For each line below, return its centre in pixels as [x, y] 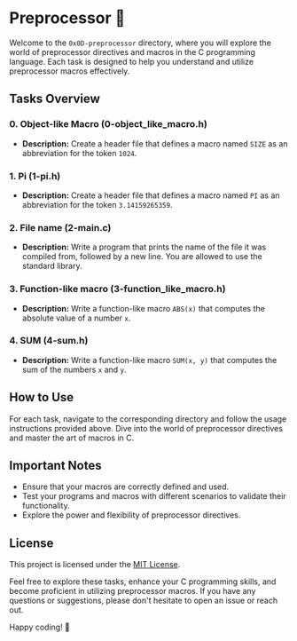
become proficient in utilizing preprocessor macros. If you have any [133, 591]
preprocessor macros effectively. [70, 71]
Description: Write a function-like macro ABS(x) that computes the [144, 308]
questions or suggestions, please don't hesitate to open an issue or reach [144, 601]
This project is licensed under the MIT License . [95, 565]
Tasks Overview [55, 99]
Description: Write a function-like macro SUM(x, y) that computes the [149, 360]
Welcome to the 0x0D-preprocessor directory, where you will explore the [141, 43]
